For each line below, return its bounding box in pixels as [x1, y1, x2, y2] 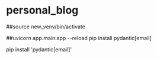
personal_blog [6, 4, 79, 17]
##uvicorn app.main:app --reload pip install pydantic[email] [6, 34, 152, 41]
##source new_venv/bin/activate [6, 23, 86, 30]
